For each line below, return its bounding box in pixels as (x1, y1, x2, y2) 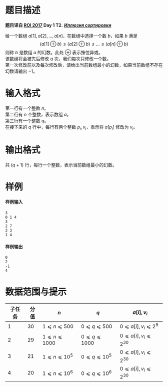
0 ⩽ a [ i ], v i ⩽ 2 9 (119, 322, 158, 331)
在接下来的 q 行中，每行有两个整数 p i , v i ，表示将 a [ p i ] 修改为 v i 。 (5, 124, 138, 131)
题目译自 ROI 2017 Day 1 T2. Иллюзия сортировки (5, 22, 111, 28)
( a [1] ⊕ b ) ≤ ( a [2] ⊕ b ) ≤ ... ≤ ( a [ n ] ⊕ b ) (39, 41, 128, 47)
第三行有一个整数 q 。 (5, 117, 49, 123)
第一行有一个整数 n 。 (5, 105, 49, 111)
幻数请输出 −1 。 (5, 68, 37, 74)
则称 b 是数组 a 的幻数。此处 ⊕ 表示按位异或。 (5, 49, 103, 55)
